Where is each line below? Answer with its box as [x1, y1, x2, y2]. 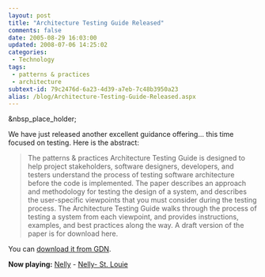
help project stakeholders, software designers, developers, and [27, 161, 235, 171]
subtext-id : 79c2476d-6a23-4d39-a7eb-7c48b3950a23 [8, 85, 179, 93]
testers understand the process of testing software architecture [27, 170, 235, 180]
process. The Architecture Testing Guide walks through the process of [27, 203, 257, 214]
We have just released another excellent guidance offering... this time [8, 130, 234, 139]
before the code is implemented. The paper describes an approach [27, 179, 247, 188]
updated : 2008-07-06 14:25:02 [8, 41, 108, 49]
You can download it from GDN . [8, 245, 112, 254]
